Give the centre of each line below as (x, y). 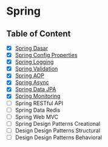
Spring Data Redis (38, 110)
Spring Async (32, 83)
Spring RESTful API (39, 103)
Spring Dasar (32, 48)
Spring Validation (36, 69)
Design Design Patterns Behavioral (58, 137)
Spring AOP (29, 76)
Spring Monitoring (38, 96)
